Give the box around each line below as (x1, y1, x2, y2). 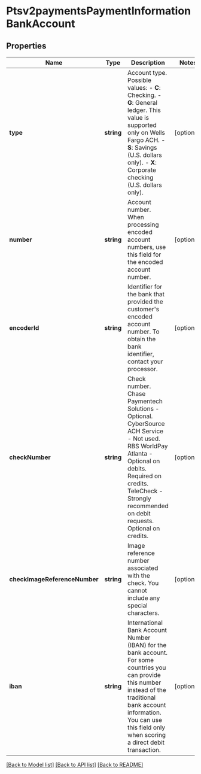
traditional (127, 693, 156, 702)
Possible (127, 76, 151, 84)
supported (127, 121, 157, 129)
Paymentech (127, 397, 163, 405)
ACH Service (127, 427, 163, 435)
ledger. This (127, 106, 162, 114)
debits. (127, 465, 147, 472)
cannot (127, 587, 148, 594)
